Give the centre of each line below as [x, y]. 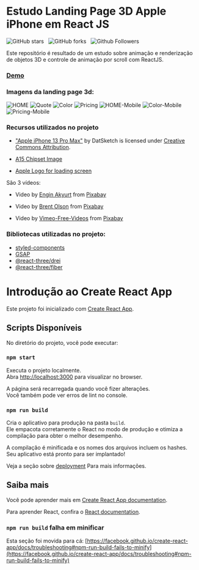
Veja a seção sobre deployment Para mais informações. [76, 466]
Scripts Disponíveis [44, 328]
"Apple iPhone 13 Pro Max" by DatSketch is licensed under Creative [100, 141]
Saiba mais [28, 485]
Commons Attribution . [43, 147]
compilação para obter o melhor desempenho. [65, 436]
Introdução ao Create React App [89, 291]
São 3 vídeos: [24, 183]
